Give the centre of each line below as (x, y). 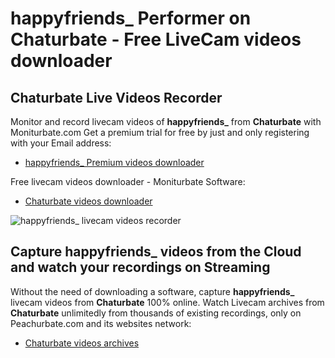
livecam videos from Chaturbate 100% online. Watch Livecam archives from (167, 302)
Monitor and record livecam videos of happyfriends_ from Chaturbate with (166, 121)
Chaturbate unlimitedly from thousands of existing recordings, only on (156, 313)
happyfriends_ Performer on (131, 18)
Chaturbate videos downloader (88, 201)
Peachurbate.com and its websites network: (101, 323)
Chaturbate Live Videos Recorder (116, 97)
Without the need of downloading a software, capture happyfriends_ (152, 291)
